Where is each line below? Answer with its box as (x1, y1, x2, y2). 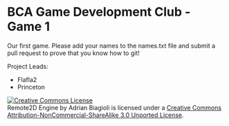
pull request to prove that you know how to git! (7, 49, 140, 57)
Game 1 (7, 19, 51, 34)
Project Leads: (7, 62, 48, 70)
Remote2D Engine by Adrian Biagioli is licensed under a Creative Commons (7, 103, 222, 112)
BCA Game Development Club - (7, 4, 191, 20)
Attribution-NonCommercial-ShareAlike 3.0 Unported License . (7, 111, 185, 119)
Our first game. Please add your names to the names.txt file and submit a (7, 41, 216, 50)
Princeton (17, 83, 46, 91)
